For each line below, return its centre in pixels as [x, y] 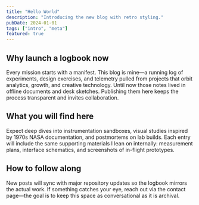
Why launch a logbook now [57, 58]
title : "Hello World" [33, 12]
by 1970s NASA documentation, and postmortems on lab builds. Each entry [98, 137]
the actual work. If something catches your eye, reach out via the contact [96, 189]
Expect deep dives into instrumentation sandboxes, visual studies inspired [97, 131]
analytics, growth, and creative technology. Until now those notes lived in [96, 85]
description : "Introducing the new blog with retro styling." [85, 17]
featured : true [25, 34]
